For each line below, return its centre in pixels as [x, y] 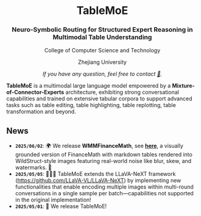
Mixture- [183, 86]
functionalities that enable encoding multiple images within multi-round [104, 187]
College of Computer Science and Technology [102, 51]
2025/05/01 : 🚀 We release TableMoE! [61, 206]
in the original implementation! [53, 200]
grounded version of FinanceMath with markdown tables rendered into [104, 155]
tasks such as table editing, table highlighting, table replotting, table [91, 105]
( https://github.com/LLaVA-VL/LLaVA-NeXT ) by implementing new [98, 181]
